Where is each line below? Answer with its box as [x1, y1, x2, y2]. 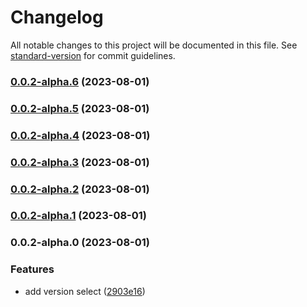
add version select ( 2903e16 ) [24, 285, 146, 297]
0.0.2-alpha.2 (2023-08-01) [10, 182, 150, 196]
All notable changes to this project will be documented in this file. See [10, 39, 298, 51]
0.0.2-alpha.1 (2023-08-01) [10, 209, 147, 223]
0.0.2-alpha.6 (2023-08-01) [10, 74, 150, 88]
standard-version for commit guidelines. [10, 49, 176, 61]
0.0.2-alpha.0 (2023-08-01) [10, 236, 150, 250]
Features [10, 262, 55, 276]
